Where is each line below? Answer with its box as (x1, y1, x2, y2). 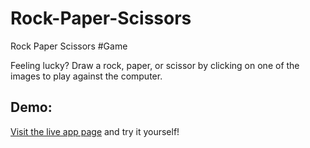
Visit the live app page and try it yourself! (10, 125, 180, 137)
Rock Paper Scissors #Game (10, 40, 128, 52)
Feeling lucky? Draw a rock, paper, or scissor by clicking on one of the (10, 59, 300, 71)
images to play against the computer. (10, 70, 163, 82)
